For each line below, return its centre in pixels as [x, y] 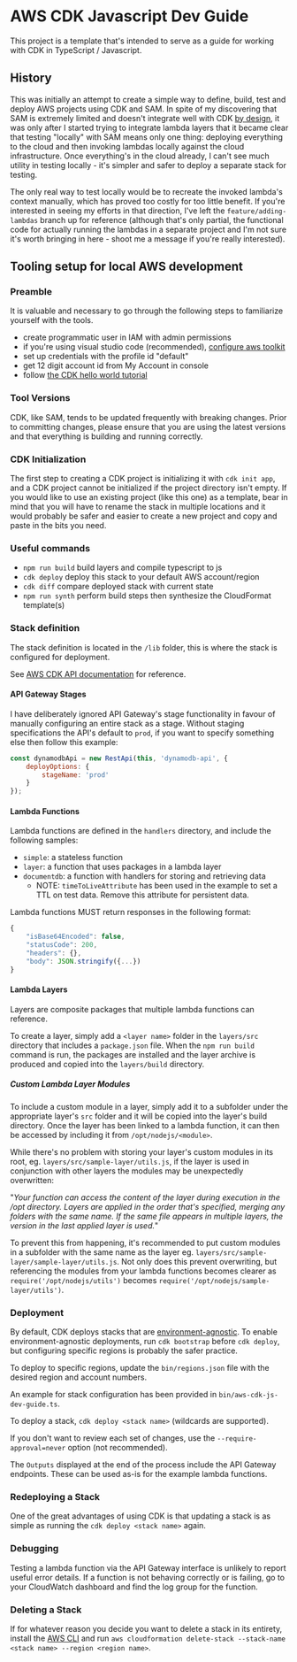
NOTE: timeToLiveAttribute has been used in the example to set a [156, 886]
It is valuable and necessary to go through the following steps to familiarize [147, 311]
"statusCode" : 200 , [62, 945]
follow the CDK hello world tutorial [85, 375]
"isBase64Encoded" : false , [76, 937]
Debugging [34, 1549]
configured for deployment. [60, 657]
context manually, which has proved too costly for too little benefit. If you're [148, 201]
